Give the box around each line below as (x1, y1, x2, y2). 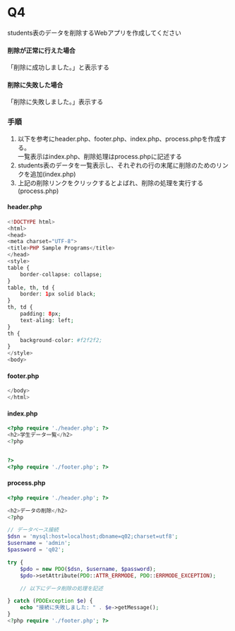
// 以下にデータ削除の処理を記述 (20, 584, 104, 592)
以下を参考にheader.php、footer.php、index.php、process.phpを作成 (17, 134, 221, 143)
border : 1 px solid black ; (20, 290, 97, 297)
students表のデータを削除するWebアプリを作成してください (7, 28, 182, 37)
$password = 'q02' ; (7, 546, 65, 553)
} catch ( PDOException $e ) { (7, 598, 93, 605)
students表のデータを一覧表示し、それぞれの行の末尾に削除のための (17, 160, 217, 170)
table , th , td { (7, 284, 55, 291)
